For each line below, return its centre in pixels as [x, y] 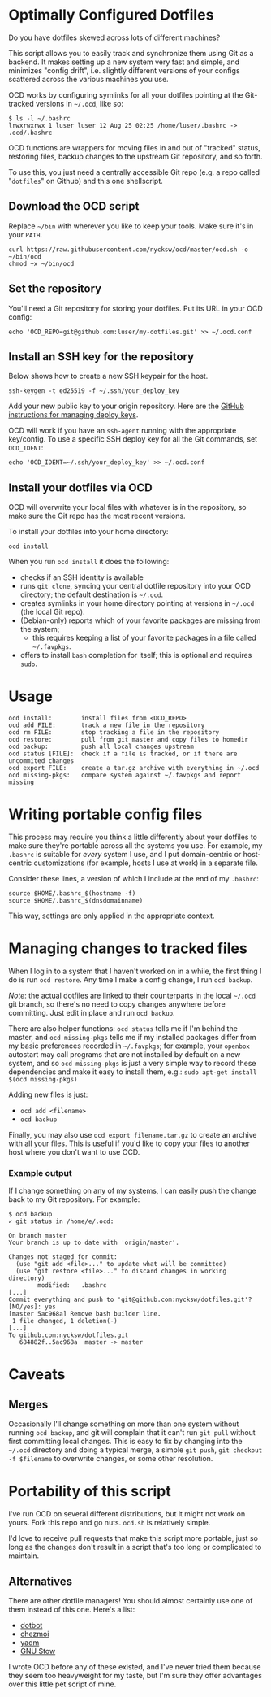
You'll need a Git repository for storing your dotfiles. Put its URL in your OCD [136, 308]
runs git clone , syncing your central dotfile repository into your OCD [135, 586]
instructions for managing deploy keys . [73, 415]
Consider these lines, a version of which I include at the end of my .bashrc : [134, 879]
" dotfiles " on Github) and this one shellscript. [86, 181]
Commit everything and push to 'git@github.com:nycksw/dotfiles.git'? [130, 1300]
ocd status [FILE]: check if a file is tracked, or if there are [123, 754]
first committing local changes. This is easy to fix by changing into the [125, 1442]
